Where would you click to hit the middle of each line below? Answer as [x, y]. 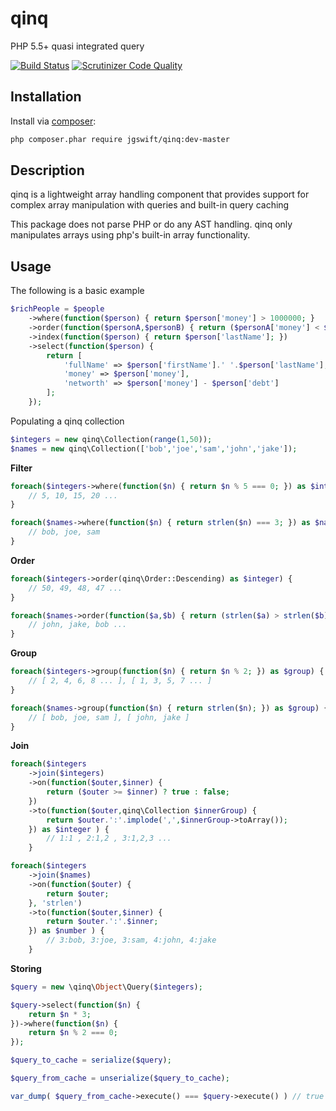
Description [47, 170]
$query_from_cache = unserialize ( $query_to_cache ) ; [120, 1078]
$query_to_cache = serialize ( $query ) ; [91, 1060]
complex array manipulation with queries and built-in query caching [150, 205]
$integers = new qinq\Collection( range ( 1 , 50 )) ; [111, 439]
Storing [26, 968]
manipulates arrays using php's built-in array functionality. [130, 235]
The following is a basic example [77, 291]
